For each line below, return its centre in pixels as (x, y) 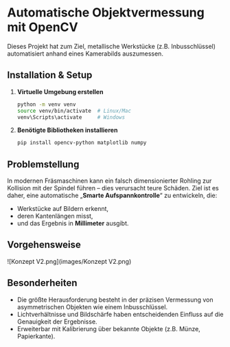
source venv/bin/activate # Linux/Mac (74, 111)
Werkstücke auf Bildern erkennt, (62, 209)
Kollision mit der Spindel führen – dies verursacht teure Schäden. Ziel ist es (113, 188)
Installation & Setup (50, 75)
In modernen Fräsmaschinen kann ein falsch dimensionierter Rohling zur (110, 181)
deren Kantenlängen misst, (55, 216)
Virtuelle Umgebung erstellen (60, 91)
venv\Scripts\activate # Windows (71, 117)
